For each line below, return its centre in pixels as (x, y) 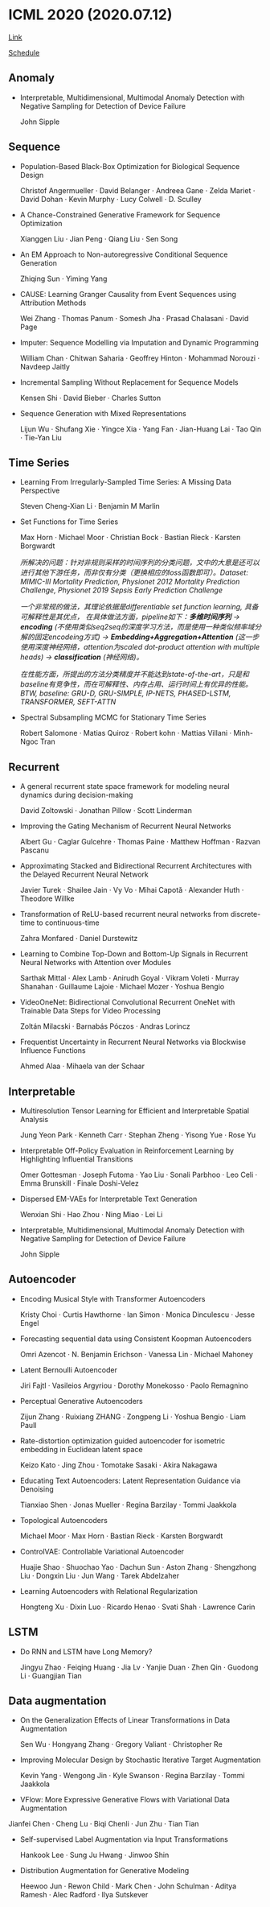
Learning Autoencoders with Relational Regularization (109, 1591)
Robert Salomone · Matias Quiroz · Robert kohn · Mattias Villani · (126, 733)
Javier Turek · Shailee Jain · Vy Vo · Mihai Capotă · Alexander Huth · (132, 890)
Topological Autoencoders (64, 1520)
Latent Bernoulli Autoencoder (69, 1369)
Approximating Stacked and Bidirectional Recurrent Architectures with (136, 866)
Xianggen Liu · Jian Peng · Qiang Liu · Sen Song (99, 238)
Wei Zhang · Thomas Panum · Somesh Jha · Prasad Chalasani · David (134, 318)
